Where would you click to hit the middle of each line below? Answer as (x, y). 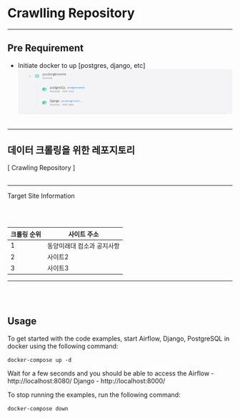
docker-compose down (38, 408)
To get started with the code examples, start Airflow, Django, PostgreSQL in (119, 338)
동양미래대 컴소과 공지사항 (84, 246)
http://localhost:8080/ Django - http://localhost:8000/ (86, 380)
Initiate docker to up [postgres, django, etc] (81, 65)
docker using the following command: (63, 346)
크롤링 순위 (26, 234)
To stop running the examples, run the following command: (94, 395)
